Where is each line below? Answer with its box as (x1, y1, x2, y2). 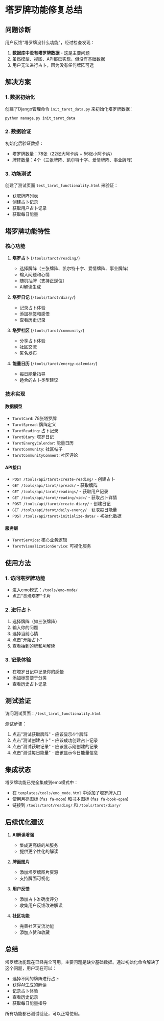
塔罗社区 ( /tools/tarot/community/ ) (12, 327, 85, 333)
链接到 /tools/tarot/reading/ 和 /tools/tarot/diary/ (12, 802, 121, 808)
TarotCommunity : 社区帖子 (12, 446, 63, 452)
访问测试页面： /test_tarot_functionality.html (5, 710, 101, 716)
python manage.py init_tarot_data (5, 116, 76, 121)
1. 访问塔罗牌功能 (5, 575, 46, 581)
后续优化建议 (5, 818, 44, 826)
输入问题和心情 (19, 271, 50, 277)
